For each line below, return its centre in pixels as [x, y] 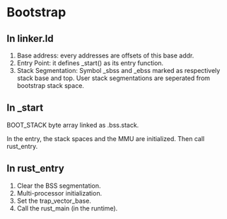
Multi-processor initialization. [59, 193]
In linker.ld [30, 39]
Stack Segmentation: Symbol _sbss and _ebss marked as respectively [118, 71]
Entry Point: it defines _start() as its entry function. [90, 63]
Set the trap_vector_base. [54, 201]
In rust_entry [35, 168]
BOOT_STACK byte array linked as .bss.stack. [73, 125]
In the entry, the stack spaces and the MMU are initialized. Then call [106, 138]
